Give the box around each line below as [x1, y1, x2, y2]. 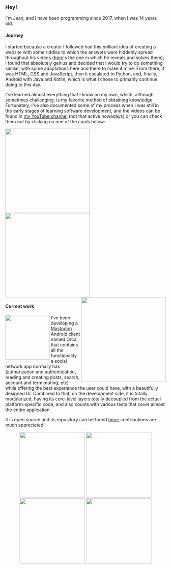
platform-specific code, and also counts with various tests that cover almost [5, 401, 165, 407]
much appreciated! [5, 422, 45, 428]
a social [50, 358, 67, 364]
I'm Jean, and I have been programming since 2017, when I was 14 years [5, 15, 157, 21]
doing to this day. [5, 82, 42, 88]
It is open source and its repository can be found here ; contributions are [5, 416, 156, 422]
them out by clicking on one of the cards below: [5, 118, 105, 124]
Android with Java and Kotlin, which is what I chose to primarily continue [5, 76, 158, 82]
